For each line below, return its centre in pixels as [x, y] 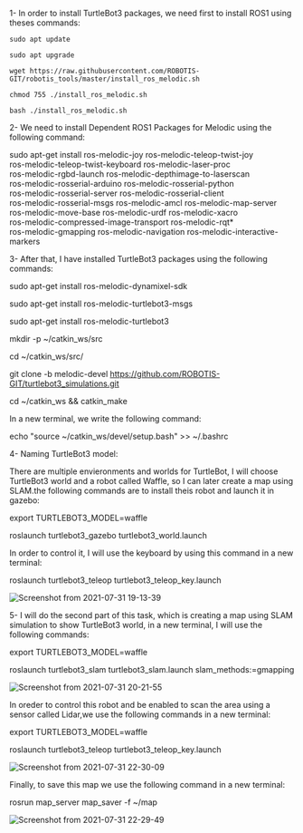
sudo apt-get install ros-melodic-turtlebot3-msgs [101, 304]
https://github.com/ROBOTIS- [165, 374]
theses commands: [45, 23]
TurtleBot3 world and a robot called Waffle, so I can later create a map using [151, 481]
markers [25, 241]
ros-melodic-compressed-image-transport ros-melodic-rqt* [122, 222]
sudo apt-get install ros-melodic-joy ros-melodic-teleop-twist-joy [132, 155]
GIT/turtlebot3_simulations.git [64, 383]
